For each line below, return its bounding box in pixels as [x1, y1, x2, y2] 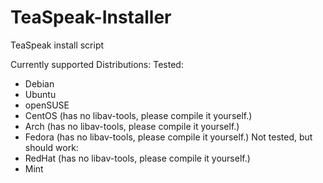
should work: [24, 141, 79, 153]
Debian [24, 77, 55, 90]
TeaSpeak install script [10, 39, 105, 51]
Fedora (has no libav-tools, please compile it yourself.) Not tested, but [24, 131, 313, 143]
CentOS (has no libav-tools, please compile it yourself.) [24, 109, 253, 121]
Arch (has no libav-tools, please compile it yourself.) [24, 120, 240, 132]
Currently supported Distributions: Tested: [10, 58, 184, 70]
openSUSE [24, 99, 70, 111]
